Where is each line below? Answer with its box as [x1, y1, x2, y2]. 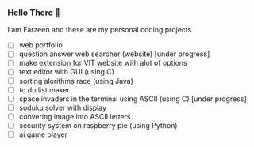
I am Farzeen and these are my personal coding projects [7, 25, 192, 35]
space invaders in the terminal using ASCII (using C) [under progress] [18, 94, 247, 104]
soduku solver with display [18, 103, 107, 112]
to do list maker [18, 85, 71, 94]
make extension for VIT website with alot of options [18, 58, 187, 68]
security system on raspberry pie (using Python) [18, 120, 178, 130]
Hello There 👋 [7, 7, 61, 18]
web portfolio [18, 40, 63, 50]
